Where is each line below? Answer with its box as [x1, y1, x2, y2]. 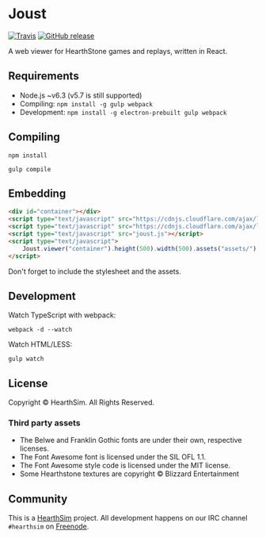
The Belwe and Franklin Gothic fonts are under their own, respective [19, 436, 243, 445]
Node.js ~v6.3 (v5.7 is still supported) [19, 90, 142, 100]
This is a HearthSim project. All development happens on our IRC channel [8, 513, 248, 523]
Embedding [8, 186, 66, 200]
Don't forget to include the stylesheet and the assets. [8, 267, 182, 276]
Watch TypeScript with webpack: [8, 310, 116, 320]
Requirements [8, 69, 79, 83]
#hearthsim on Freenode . [8, 521, 89, 532]
